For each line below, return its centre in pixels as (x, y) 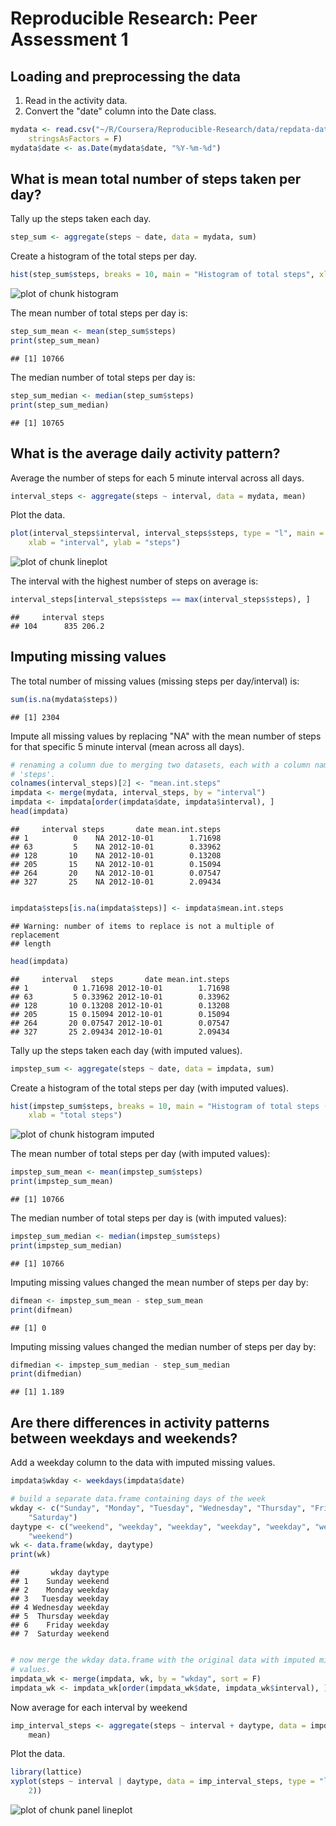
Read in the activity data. (76, 100)
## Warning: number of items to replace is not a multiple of (142, 926)
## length (31, 943)
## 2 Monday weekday (60, 1590)
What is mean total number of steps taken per (156, 179)
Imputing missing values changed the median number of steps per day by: (163, 1346)
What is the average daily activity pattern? (145, 453)
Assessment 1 (69, 39)
